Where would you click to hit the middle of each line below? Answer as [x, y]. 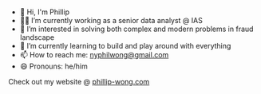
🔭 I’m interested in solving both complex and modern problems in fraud [136, 29]
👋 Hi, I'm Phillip [45, 12]
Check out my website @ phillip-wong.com [79, 81]
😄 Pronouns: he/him [53, 66]
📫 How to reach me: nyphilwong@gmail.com [94, 54]
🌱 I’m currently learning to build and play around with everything [125, 45]
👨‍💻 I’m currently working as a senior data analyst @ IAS [111, 20]
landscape [37, 37]
